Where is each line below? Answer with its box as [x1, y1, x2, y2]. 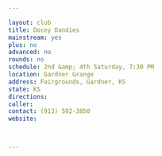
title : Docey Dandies [8, 25, 80, 34]
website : [8, 115, 37, 123]
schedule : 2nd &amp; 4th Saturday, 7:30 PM [8, 63, 155, 72]
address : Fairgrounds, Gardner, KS [8, 77, 126, 86]
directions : [8, 92, 48, 100]
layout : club [8, 18, 52, 26]
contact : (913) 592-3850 [8, 107, 91, 115]
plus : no [8, 41, 37, 49]
